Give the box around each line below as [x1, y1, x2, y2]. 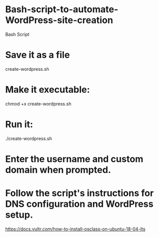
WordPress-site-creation [5, 14, 113, 26]
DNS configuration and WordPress [5, 198, 154, 210]
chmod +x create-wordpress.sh [5, 100, 72, 107]
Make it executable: [5, 84, 90, 95]
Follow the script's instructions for [5, 188, 154, 199]
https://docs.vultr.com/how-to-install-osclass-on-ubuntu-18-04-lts [5, 226, 146, 232]
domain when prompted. [5, 164, 111, 175]
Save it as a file [5, 49, 70, 61]
